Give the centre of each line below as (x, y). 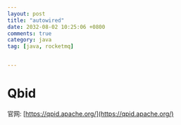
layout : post (26, 14)
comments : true (30, 33)
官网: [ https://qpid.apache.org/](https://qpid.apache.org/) (90, 114)
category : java (30, 40)
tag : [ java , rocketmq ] (40, 46)
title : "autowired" (36, 20)
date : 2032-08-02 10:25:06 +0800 (56, 27)
